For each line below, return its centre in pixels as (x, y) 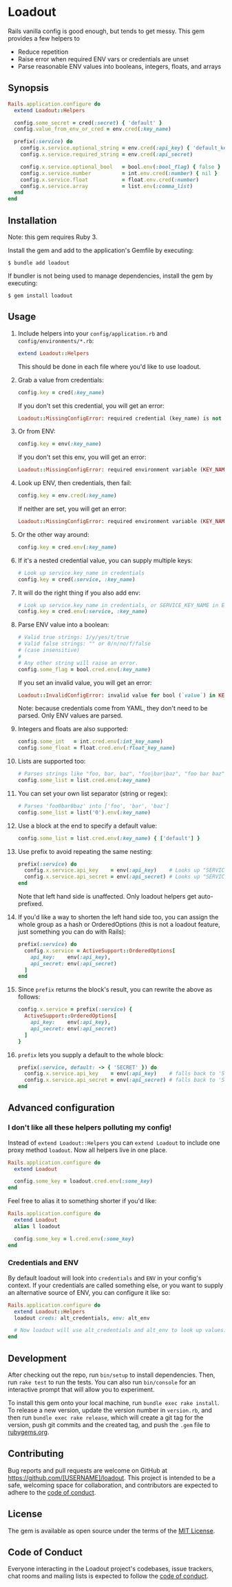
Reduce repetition (43, 52)
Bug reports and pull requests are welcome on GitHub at (88, 1470)
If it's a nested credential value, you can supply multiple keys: (105, 560)
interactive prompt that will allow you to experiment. (81, 1390)
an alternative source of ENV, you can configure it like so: (89, 1292)
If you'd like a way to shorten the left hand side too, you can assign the (118, 917)
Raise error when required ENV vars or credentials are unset (103, 59)
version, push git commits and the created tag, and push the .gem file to (109, 1425)
